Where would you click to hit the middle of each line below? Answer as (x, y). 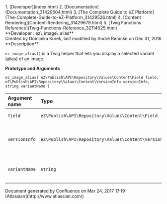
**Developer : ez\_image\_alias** (40, 33)
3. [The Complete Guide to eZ (104, 12)
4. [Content (129, 17)
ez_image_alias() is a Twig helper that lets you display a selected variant (80, 53)
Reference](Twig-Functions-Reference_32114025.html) (61, 28)
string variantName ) (28, 86)
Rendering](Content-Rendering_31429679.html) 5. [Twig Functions (73, 23)
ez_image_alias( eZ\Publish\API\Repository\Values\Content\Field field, (82, 78)
